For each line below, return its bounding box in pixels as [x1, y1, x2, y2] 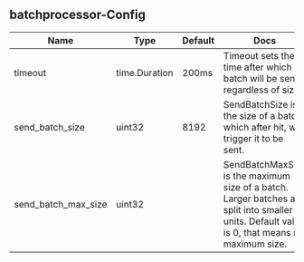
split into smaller [223, 203, 293, 216]
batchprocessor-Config [9, 7, 147, 23]
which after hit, [223, 121, 287, 133]
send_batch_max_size [14, 198, 108, 210]
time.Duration [116, 66, 174, 79]
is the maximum [223, 170, 291, 182]
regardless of [223, 83, 280, 96]
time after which [223, 61, 292, 73]
